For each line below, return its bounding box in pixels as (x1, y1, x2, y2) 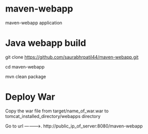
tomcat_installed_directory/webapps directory (5, 113, 101, 119)
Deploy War (5, 91, 56, 103)
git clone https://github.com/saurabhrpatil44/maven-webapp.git (5, 54, 139, 60)
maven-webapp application (5, 20, 62, 26)
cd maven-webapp (5, 63, 44, 70)
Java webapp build (5, 37, 86, 49)
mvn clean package (5, 74, 46, 80)
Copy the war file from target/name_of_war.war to (5, 108, 109, 114)
